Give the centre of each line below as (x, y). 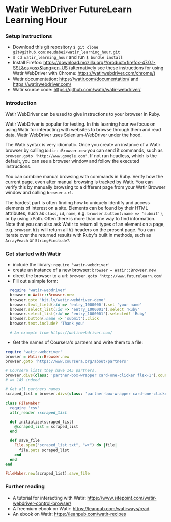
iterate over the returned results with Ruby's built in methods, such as (78, 235)
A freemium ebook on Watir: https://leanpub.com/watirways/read (81, 508)
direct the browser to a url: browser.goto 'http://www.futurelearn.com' (88, 276)
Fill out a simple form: (35, 281)
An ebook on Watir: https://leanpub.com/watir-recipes (69, 514)
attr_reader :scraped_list (38, 413)
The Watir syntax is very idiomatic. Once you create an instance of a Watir (83, 144)
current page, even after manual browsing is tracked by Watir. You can (79, 182)
